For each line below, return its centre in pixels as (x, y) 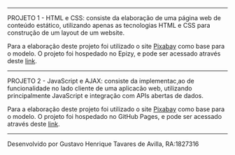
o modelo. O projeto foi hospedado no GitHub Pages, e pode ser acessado (115, 116)
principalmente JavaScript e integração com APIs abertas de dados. (106, 96)
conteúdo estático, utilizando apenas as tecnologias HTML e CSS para (109, 25)
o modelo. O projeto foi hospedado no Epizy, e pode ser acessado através (114, 54)
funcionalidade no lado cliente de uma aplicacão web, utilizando (100, 88)
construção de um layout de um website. (66, 33)
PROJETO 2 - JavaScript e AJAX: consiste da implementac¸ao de (101, 81)
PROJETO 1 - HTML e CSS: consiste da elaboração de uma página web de (114, 18)
